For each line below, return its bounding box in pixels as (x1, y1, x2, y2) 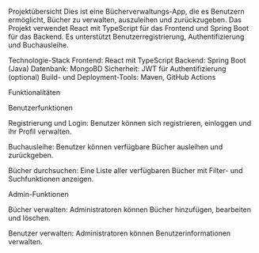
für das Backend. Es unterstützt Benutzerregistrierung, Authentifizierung (8, 32, 245, 41)
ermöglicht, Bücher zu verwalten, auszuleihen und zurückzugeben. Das (8, 15, 242, 25)
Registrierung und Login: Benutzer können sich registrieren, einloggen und (8, 119, 252, 127)
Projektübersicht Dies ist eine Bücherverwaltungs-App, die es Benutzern (8, 7, 245, 16)
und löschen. (8, 213, 51, 222)
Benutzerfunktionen (8, 103, 74, 112)
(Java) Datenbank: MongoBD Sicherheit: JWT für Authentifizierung (8, 64, 227, 74)
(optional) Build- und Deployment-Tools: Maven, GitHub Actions (8, 73, 216, 81)
